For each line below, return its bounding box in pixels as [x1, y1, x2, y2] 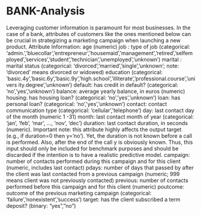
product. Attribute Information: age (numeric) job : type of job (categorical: [6, 43, 191, 50]
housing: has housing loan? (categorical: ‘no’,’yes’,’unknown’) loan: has [6, 94, 181, 101]
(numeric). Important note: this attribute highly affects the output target [6, 126, 182, 133]
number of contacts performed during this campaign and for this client [6, 158, 181, 165]
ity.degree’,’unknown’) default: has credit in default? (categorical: [18, 81, 179, 88]
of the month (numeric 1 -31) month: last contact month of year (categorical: [6, 113, 194, 120]
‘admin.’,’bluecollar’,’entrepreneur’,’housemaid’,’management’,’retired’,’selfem [6, 49, 193, 56]
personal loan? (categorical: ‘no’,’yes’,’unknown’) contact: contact [6, 100, 167, 107]
